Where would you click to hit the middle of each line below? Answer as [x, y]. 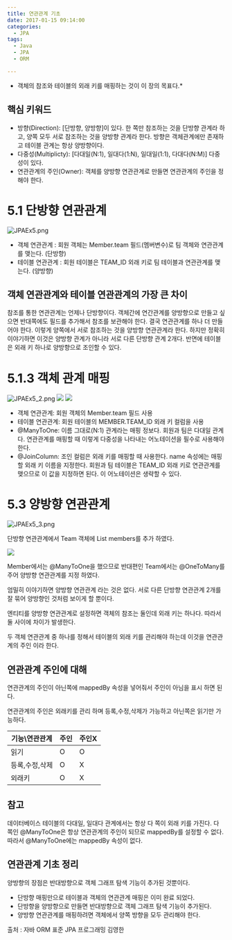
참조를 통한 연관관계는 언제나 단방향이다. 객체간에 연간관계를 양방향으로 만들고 [113, 313]
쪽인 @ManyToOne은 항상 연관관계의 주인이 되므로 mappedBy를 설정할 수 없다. [115, 832]
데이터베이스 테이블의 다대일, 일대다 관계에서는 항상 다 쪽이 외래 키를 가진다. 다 [113, 823]
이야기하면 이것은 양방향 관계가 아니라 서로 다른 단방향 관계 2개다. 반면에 [105, 339]
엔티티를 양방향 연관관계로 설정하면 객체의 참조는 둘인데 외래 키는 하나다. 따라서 [114, 613]
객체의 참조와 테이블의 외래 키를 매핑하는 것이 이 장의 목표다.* [100, 86]
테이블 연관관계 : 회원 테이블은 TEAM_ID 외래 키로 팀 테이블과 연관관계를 [115, 262]
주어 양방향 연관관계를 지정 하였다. [53, 575]
